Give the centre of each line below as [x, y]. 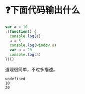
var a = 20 [21, 50]
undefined [15, 79]
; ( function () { [21, 31]
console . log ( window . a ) [33, 45]
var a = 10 [16, 27]
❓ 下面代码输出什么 [43, 10]
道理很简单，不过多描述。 [31, 69]
